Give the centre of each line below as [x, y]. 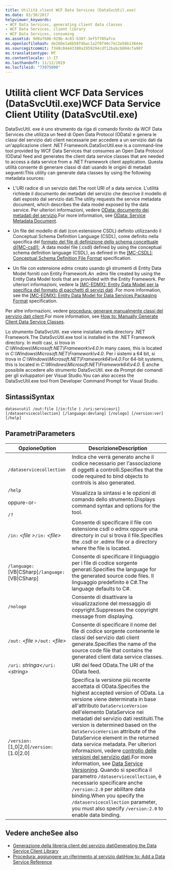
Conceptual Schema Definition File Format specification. [72, 258]
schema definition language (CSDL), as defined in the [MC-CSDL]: [83, 253]
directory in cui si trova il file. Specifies [117, 535]
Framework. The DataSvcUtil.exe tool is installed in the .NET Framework [80, 337]
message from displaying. [103, 616]
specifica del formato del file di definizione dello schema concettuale [85, 242]
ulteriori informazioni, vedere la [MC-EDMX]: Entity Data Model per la [85, 285]
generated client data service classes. [117, 657]
